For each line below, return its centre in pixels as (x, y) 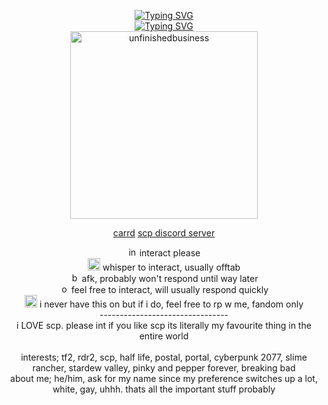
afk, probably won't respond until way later (170, 278)
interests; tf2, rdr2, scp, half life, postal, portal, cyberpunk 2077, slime (164, 357)
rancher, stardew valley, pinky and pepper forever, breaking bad (164, 368)
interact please (170, 253)
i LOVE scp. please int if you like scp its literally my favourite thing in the (164, 325)
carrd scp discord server (164, 233)
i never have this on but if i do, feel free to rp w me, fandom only (171, 304)
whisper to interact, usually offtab (171, 267)
